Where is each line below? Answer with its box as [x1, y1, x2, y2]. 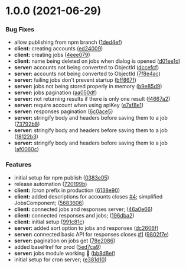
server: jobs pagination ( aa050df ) [14, 89, 97, 96]
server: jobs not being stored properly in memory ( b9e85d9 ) [14, 83, 162, 90]
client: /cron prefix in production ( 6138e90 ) [14, 187, 120, 194]
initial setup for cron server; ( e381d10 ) [14, 256, 107, 263]
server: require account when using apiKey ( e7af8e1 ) [14, 102, 144, 109]
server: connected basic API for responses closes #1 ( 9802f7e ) [14, 230, 169, 238]
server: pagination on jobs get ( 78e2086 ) [14, 237, 116, 244]
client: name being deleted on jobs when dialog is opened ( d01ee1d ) [14, 57, 181, 65]
